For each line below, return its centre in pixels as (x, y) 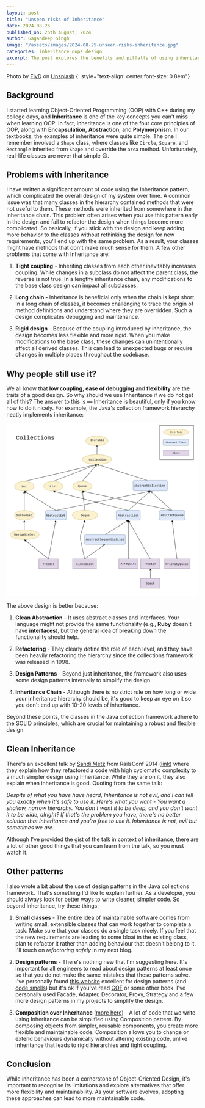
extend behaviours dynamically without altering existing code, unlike (101, 1038)
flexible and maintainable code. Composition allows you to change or (102, 1032)
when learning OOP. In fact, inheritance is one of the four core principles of (101, 123)
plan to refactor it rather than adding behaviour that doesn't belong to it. (106, 943)
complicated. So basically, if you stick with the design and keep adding (95, 228)
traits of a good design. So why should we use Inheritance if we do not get (100, 395)
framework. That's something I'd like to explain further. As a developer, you (101, 892)
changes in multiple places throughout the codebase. (82, 355)
